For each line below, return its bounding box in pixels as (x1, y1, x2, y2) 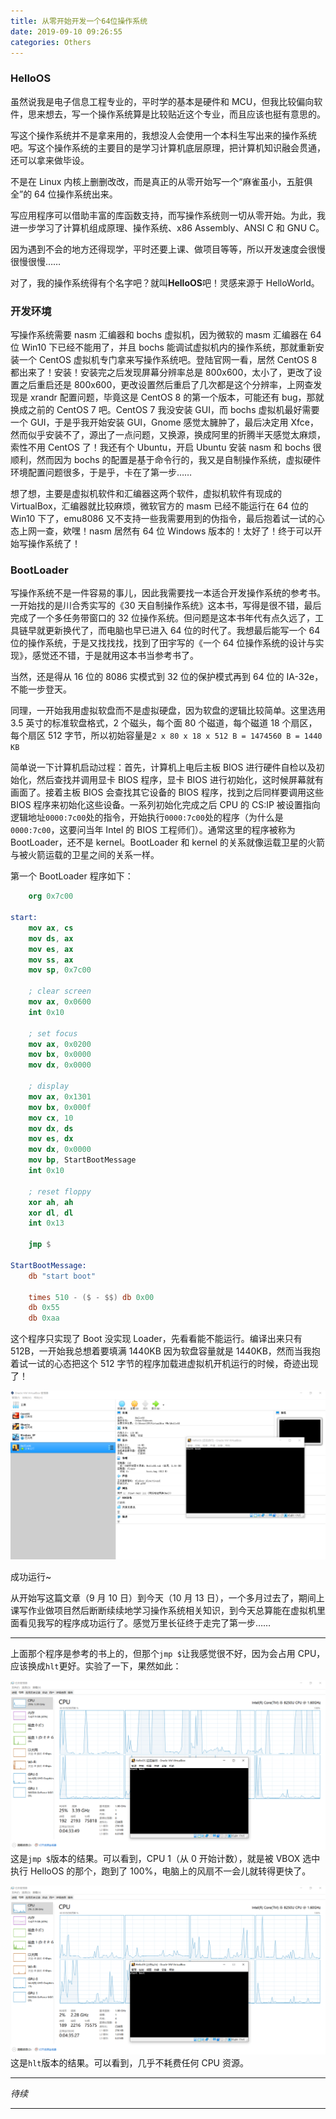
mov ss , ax (28, 955, 74, 965)
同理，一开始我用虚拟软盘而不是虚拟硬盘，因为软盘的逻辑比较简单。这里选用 (10, 705, 326, 717)
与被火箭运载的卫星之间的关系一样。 (10, 849, 160, 861)
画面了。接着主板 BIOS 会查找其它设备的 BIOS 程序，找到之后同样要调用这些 (10, 786, 324, 799)
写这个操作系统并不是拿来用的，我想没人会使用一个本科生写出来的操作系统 (10, 129, 317, 141)
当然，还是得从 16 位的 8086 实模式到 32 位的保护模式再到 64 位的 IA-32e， (10, 671, 324, 683)
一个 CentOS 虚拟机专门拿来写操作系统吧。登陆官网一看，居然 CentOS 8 (18, 353, 318, 365)
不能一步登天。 (10, 683, 72, 695)
